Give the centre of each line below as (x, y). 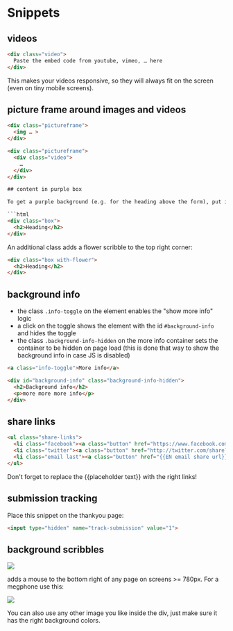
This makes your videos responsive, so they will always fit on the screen (110, 81)
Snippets (34, 13)
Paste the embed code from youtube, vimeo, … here (88, 60)
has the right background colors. (54, 621)
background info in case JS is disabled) (74, 355)
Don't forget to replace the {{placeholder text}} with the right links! (102, 476)
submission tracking (52, 499)
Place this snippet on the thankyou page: (66, 515)
